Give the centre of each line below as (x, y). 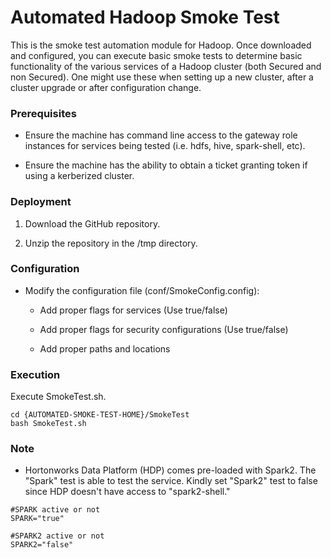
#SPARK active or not (55, 510)
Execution (35, 374)
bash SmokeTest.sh (48, 424)
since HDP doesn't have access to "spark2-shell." (127, 492)
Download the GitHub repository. (92, 223)
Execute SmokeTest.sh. (58, 397)
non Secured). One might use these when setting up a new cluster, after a (162, 77)
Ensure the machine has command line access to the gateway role (161, 135)
